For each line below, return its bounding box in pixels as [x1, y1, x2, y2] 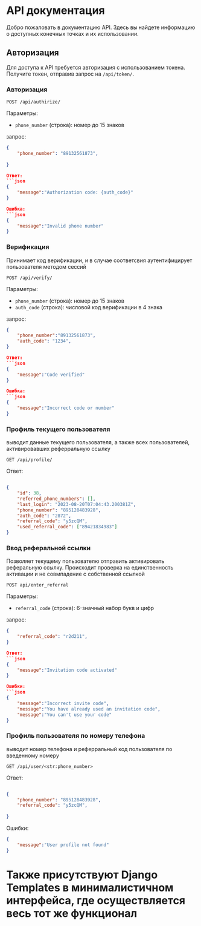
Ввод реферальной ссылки [6, 543, 91, 552]
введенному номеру [6, 752, 59, 759]
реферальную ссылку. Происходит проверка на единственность [6, 564, 174, 571]
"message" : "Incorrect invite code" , [17, 700, 110, 706]
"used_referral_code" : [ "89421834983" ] [17, 524, 118, 530]
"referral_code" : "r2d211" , [17, 634, 88, 640]
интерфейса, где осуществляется [6, 893, 186, 907]
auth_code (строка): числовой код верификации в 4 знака [14, 303, 163, 310]
